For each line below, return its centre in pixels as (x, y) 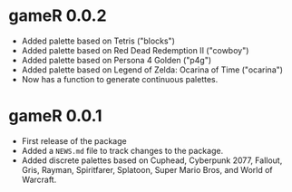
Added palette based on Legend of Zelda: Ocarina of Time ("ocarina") (152, 70)
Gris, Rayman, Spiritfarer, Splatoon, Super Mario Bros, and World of (147, 169)
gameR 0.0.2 (58, 16)
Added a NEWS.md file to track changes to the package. (122, 150)
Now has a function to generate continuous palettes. (120, 79)
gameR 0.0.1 (55, 116)
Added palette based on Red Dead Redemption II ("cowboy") (135, 50)
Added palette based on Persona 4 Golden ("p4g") (117, 60)
